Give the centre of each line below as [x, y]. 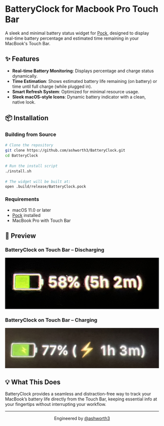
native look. [24, 102]
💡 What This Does [33, 382]
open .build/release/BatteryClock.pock [46, 187]
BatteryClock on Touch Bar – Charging [51, 320]
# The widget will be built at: [38, 182]
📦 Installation [27, 118]
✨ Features [22, 59]
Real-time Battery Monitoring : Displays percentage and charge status [83, 71]
